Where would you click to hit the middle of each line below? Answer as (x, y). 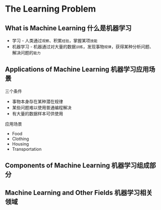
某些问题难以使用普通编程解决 (42, 107)
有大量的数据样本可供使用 (37, 113)
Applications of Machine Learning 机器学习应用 (77, 70)
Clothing (20, 139)
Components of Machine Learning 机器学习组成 (77, 166)
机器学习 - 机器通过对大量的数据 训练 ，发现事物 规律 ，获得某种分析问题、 (83, 47)
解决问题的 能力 (26, 53)
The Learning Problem (51, 9)
